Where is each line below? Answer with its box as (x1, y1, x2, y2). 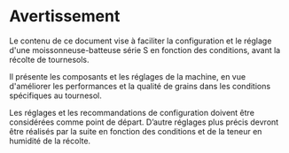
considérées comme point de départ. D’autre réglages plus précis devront (9, 117, 279, 127)
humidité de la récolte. (9, 135, 91, 146)
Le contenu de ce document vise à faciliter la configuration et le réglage (9, 35, 272, 46)
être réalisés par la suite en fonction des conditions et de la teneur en (9, 126, 262, 136)
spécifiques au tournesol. (9, 90, 102, 101)
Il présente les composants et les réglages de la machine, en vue (9, 71, 246, 81)
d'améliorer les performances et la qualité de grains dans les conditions (9, 80, 271, 91)
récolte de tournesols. (9, 54, 90, 65)
